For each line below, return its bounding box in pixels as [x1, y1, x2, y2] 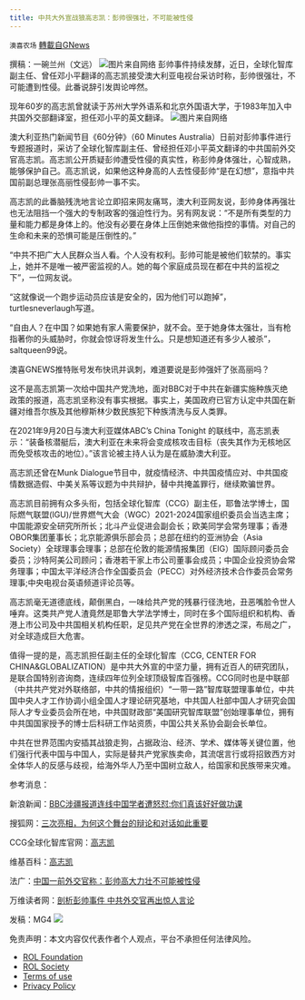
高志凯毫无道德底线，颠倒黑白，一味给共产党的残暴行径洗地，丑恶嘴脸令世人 [9, 596, 296, 607]
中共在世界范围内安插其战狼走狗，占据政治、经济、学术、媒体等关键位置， [9, 737, 288, 748]
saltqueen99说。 [9, 344, 73, 355]
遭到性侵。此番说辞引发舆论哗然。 [25, 81, 152, 92]
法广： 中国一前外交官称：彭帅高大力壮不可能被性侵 [9, 875, 201, 886]
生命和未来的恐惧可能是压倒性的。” [9, 230, 137, 240]
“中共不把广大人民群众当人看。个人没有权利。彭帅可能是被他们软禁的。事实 [9, 249, 292, 260]
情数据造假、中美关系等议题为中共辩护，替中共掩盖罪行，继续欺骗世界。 [9, 478, 280, 489]
